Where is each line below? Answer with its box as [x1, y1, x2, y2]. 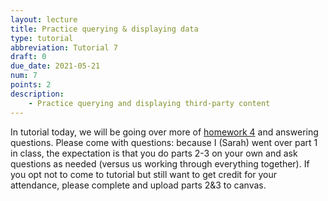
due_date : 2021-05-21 [10, 61, 101, 71]
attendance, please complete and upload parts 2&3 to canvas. [10, 179, 267, 191]
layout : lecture [10, 14, 78, 25]
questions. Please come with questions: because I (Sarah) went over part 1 [10, 136, 318, 148]
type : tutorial [10, 33, 74, 43]
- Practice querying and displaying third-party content [28, 98, 271, 108]
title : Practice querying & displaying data [10, 24, 199, 34]
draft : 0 [10, 52, 47, 62]
